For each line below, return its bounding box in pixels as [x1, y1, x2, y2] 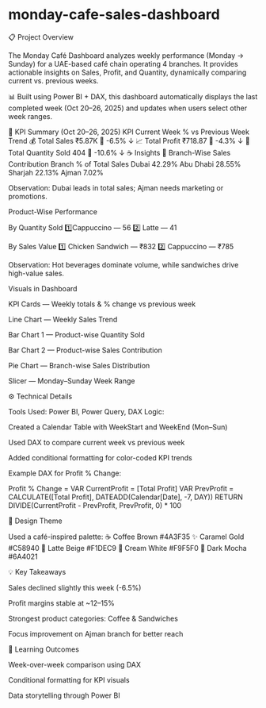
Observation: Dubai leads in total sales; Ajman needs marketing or [8, 183, 224, 192]
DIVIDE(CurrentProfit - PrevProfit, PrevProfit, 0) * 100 [8, 500, 182, 510]
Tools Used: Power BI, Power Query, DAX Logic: [8, 406, 165, 416]
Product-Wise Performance [8, 206, 97, 216]
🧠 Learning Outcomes [8, 645, 79, 654]
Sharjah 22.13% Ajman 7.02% [8, 167, 104, 177]
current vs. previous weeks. [8, 75, 99, 85]
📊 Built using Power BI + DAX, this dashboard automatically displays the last [8, 91, 258, 101]
